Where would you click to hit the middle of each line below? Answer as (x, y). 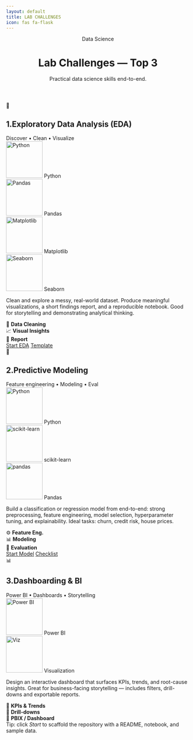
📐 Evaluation (22, 547)
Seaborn (54, 289)
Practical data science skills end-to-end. (98, 79)
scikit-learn (57, 459)
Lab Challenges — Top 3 (98, 63)
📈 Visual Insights (28, 331)
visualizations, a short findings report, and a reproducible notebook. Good (95, 307)
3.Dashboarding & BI (44, 581)
